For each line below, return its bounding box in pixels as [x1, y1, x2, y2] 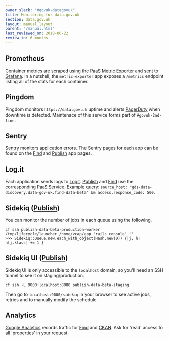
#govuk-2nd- [136, 112, 162, 118]
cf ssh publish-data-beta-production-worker [5, 226, 100, 232]
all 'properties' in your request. [5, 330, 69, 336]
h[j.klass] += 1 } [5, 240, 44, 245]
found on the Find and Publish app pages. [5, 150, 92, 156]
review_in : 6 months [5, 36, 49, 41]
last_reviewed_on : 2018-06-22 [5, 31, 69, 36]
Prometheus [5, 54, 45, 63]
